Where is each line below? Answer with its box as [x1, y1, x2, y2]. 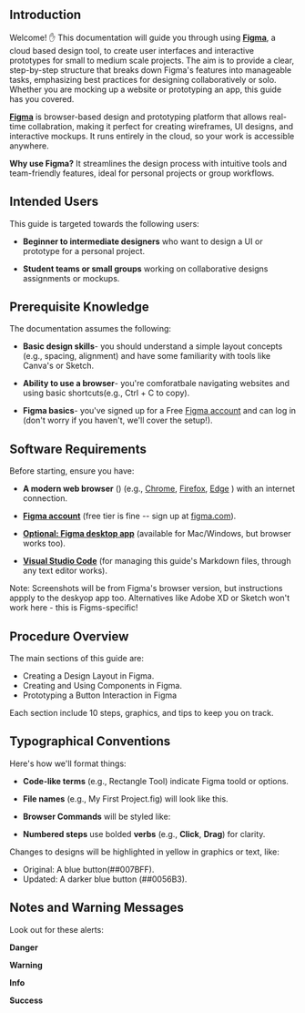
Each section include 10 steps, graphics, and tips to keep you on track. [9, 708, 275, 719]
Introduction [9, 7, 82, 23]
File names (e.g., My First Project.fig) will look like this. [22, 793, 229, 804]
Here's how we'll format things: [9, 758, 127, 769]
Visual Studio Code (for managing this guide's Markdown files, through [22, 556, 291, 567]
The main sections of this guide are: [9, 653, 144, 664]
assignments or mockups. [22, 272, 120, 283]
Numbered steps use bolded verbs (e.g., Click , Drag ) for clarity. [22, 828, 266, 839]
